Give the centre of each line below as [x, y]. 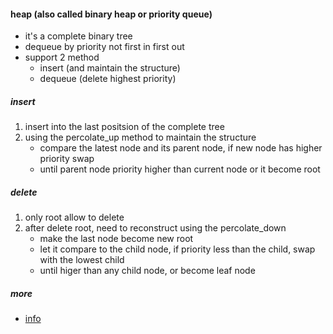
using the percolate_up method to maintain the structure [140, 137]
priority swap [67, 159]
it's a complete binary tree [78, 36]
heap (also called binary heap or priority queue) [111, 14]
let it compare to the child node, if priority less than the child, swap [177, 249]
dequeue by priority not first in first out [104, 47]
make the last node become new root [116, 239]
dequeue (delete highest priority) [108, 79]
